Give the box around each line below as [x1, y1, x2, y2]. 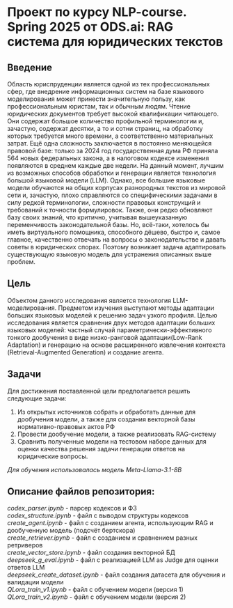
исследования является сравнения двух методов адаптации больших [7, 318, 216, 327]
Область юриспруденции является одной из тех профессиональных [7, 80, 210, 88]
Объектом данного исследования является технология [7, 296, 172, 304]
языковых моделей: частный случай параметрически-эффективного [7, 325, 212, 334]
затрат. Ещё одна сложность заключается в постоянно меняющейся [7, 139, 212, 147]
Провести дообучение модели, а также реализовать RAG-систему [17, 430, 217, 438]
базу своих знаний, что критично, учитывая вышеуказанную [7, 213, 188, 221]
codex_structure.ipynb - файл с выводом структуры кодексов [7, 511, 189, 520]
